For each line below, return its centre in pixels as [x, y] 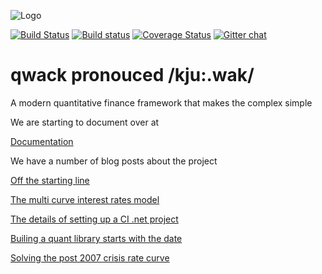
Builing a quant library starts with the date [96, 238]
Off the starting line [50, 180]
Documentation [42, 141]
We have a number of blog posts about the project [114, 161]
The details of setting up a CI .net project [94, 219]
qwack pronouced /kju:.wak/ [132, 75]
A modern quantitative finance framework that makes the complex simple [161, 102]
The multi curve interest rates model [85, 199]
